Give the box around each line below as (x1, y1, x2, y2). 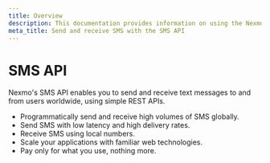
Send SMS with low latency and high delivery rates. (19, 120, 190, 130)
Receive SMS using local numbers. (19, 129, 135, 139)
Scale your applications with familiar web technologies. (19, 137, 203, 147)
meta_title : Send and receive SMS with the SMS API (8, 26, 185, 35)
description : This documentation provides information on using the (8, 19, 243, 27)
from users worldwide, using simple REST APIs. (8, 96, 166, 106)
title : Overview (8, 11, 63, 20)
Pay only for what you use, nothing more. (19, 146, 157, 156)
